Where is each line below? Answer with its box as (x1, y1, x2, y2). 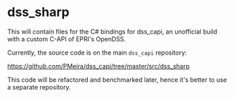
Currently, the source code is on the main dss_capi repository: (7, 48, 188, 57)
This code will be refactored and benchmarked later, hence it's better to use (7, 75, 227, 84)
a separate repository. (7, 83, 72, 91)
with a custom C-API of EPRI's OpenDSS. (7, 34, 126, 43)
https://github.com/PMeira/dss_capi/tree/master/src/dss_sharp (7, 62, 190, 70)
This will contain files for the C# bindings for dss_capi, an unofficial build (7, 27, 218, 36)
